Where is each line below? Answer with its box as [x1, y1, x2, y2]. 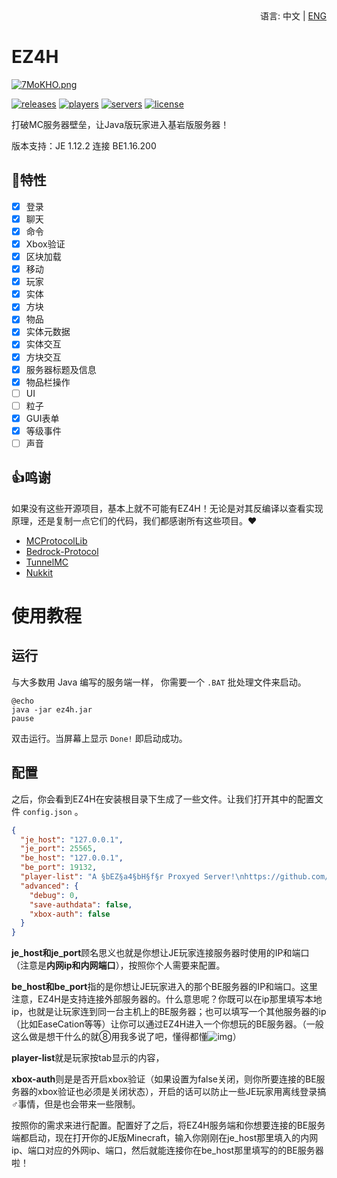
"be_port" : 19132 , [20, 863, 98, 873]
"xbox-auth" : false [29, 909, 111, 919]
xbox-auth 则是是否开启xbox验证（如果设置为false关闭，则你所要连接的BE [11, 1073, 317, 1085]
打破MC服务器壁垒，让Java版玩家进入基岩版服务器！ [11, 118, 230, 130]
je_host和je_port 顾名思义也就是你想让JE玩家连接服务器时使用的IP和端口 [11, 947, 310, 959]
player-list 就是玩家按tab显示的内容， [11, 1052, 165, 1064]
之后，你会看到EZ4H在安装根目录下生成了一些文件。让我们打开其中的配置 [11, 793, 315, 805]
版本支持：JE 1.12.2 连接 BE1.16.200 [11, 139, 157, 152]
